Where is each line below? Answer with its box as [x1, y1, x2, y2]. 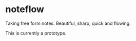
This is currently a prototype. [5, 30, 67, 36]
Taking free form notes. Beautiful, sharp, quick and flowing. [5, 20, 131, 26]
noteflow [5, 4, 45, 15]
